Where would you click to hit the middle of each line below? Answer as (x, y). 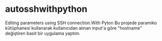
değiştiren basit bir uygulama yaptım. (43, 33)
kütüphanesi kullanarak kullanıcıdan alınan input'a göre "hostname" (74, 28)
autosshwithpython (46, 9)
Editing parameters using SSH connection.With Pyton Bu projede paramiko (81, 23)
